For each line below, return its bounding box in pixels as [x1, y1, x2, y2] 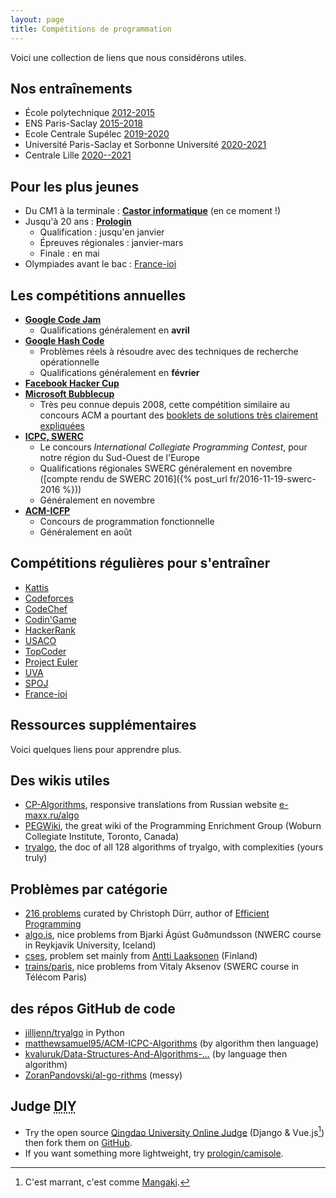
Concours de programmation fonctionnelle [39, 515, 215, 527]
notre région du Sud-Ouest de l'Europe [39, 451, 200, 463]
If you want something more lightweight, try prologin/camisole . [24, 1147, 284, 1160]
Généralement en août [39, 526, 133, 538]
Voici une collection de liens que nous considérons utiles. [10, 51, 247, 63]
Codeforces [24, 592, 74, 604]
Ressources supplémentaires [10, 717, 197, 734]
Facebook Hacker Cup [24, 377, 120, 389]
